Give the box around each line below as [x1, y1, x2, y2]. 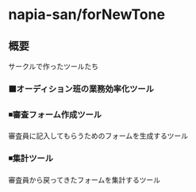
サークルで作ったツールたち [8, 62, 99, 71]
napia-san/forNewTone [8, 6, 165, 24]
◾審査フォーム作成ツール [8, 109, 102, 120]
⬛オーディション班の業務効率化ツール [8, 83, 155, 94]
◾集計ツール [8, 153, 54, 164]
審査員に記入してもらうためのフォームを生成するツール [8, 131, 189, 140]
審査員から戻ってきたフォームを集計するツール [8, 175, 161, 184]
